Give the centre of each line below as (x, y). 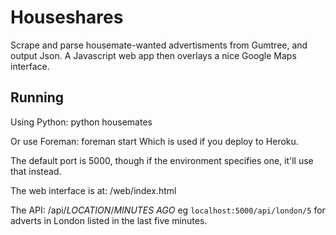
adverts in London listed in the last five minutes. (109, 220)
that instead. (36, 171)
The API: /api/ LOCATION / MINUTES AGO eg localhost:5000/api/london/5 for (168, 210)
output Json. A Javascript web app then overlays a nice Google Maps (153, 55)
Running (37, 97)
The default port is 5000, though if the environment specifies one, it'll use (162, 160)
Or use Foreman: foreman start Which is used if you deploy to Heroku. (154, 141)
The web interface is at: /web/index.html (93, 190)
